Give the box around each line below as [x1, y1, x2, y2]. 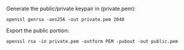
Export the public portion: [6, 27, 70, 34]
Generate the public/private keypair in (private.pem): [6, 5, 136, 12]
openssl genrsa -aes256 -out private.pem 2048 [6, 17, 125, 23]
